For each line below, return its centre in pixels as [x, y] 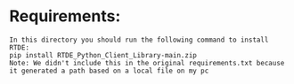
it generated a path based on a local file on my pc [109, 71]
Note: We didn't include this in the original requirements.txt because [147, 63]
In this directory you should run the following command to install [139, 40]
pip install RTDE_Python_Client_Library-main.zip [103, 55]
